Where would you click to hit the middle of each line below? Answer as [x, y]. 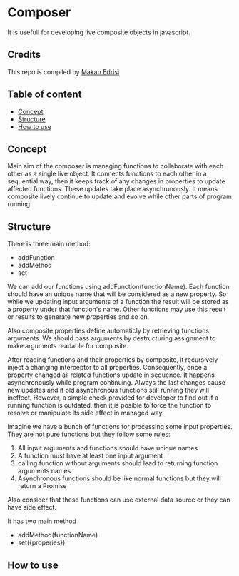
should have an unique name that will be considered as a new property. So [117, 294]
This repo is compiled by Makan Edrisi [63, 71]
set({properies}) [41, 542]
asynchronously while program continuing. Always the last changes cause [117, 383]
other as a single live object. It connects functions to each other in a [107, 174]
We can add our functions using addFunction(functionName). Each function [118, 287]
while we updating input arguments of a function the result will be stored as [118, 302]
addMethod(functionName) [58, 535]
